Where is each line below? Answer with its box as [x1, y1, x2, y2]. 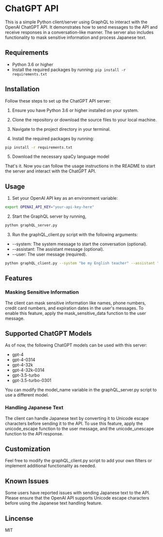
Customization [5, 445, 51, 453]
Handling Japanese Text [5, 404, 64, 411]
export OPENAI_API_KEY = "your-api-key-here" [5, 205, 95, 209]
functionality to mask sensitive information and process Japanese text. [5, 35, 147, 40]
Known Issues [5, 477, 49, 485]
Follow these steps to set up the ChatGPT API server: [5, 98, 112, 104]
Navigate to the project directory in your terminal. [12, 126, 111, 132]
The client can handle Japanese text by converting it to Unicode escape [5, 415, 149, 421]
